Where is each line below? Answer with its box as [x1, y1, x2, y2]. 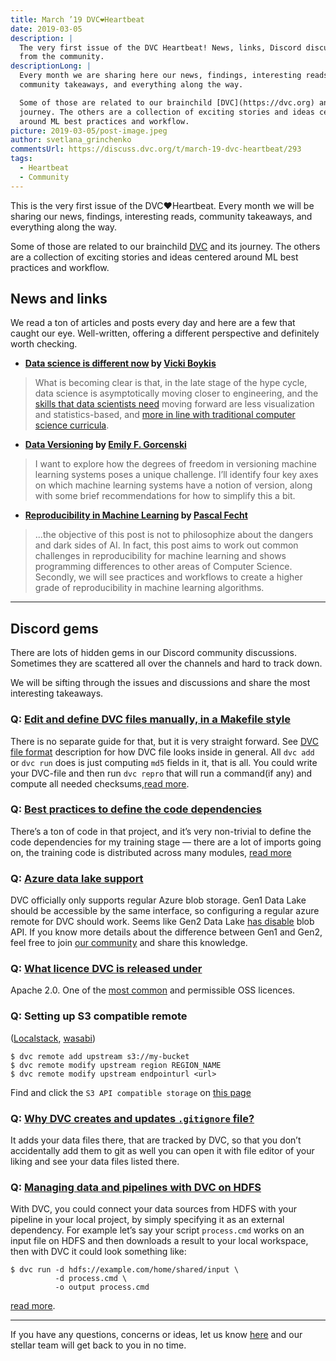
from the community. [19, 52, 105, 62]
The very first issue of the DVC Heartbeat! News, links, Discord [19, 42, 302, 53]
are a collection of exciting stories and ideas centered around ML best [10, 251, 299, 263]
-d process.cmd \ [54, 1274, 128, 1284]
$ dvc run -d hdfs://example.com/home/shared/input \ [10, 1265, 240, 1275]
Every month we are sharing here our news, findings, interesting [19, 71, 302, 81]
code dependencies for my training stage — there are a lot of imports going [10, 836, 322, 848]
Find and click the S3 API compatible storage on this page [10, 1086, 252, 1098]
